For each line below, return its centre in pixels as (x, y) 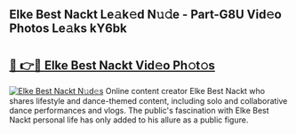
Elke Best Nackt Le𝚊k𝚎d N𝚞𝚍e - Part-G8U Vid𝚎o (145, 15)
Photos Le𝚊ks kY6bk (68, 29)
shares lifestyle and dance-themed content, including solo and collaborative (148, 101)
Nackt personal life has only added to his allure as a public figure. (129, 120)
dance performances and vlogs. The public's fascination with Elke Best (139, 110)
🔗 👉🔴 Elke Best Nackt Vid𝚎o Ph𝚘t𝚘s (112, 65)
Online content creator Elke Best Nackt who (185, 91)
